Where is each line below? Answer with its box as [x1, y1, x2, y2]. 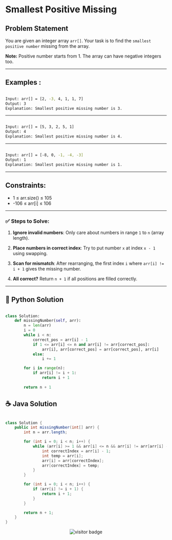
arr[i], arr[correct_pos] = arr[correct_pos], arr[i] [41, 346, 159, 352]
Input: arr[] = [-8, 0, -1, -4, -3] [5, 152, 83, 158]
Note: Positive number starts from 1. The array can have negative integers [5, 53, 161, 59]
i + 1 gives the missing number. [12, 265, 81, 272]
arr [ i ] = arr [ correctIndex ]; [41, 458, 104, 463]
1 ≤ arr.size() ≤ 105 [12, 195, 52, 201]
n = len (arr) [24, 323, 52, 328]
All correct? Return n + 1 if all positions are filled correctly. [12, 276, 138, 282]
